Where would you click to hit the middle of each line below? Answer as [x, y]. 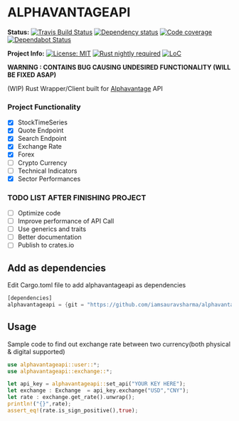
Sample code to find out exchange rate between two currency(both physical [119, 344]
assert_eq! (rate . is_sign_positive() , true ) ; [73, 410]
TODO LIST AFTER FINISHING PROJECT [77, 198]
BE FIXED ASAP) [32, 75]
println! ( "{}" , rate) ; [39, 404]
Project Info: [26, 53]
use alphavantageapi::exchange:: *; [60, 371]
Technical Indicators [47, 171]
